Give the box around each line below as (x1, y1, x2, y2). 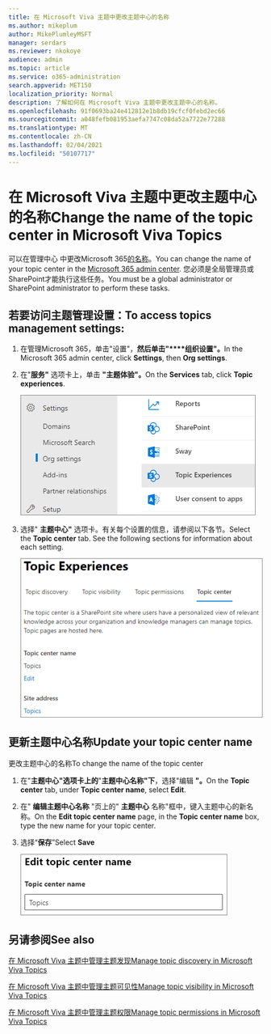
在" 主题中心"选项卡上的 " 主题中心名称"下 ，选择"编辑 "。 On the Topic (19, 775, 250, 785)
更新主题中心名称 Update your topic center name (8, 735, 252, 749)
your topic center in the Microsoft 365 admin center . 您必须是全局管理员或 (8, 264, 254, 273)
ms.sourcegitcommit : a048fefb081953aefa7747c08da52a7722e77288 (8, 116, 226, 124)
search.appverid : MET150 (8, 81, 92, 89)
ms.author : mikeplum (8, 21, 78, 30)
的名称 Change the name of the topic (8, 208, 254, 227)
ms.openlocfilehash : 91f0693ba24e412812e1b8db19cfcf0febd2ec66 (8, 107, 226, 115)
